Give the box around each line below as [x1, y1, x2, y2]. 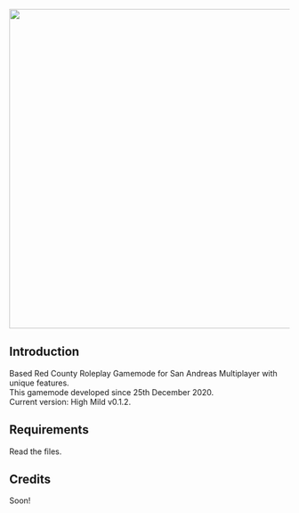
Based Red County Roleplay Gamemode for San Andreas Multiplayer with [9, 368, 278, 378]
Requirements [9, 422, 89, 437]
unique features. [9, 377, 69, 388]
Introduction [9, 344, 80, 360]
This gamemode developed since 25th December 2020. [9, 386, 214, 397]
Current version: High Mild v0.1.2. [9, 396, 132, 407]
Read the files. [9, 446, 62, 457]
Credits [9, 472, 52, 487]
